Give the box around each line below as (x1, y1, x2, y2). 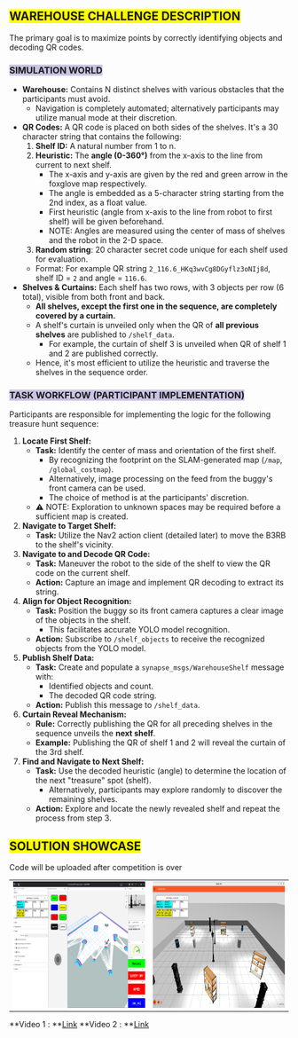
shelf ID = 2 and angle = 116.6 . (35, 272, 147, 284)
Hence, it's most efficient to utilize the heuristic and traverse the (35, 358, 271, 368)
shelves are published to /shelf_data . (35, 329, 175, 340)
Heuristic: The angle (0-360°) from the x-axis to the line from (35, 150, 263, 161)
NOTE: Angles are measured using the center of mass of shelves (48, 225, 286, 236)
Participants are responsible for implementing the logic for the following (9, 409, 271, 420)
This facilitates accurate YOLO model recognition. (48, 625, 231, 635)
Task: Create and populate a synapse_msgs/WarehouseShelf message (35, 662, 285, 672)
